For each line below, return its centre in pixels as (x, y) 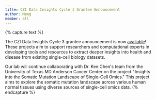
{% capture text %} (24, 33)
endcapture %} (20, 92)
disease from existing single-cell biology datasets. (55, 57)
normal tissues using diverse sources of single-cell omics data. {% (72, 87)
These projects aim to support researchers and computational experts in (77, 47)
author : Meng (18, 14)
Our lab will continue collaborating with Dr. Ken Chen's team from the (74, 67)
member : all (17, 18)
